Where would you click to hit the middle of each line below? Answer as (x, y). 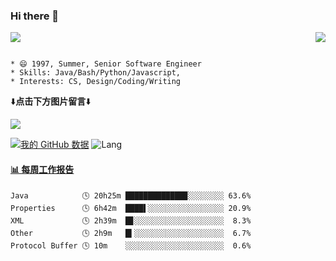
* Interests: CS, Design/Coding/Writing (96, 82)
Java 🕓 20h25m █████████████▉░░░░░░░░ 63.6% (131, 195)
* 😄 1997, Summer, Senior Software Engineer (106, 64)
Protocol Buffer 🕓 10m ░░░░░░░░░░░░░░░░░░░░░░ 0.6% (131, 245)
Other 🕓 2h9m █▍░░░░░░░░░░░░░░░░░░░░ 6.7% (131, 233)
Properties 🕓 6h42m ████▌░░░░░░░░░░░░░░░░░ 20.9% (131, 208)
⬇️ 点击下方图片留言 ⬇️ (51, 101)
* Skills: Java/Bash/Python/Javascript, (96, 73)
